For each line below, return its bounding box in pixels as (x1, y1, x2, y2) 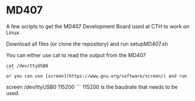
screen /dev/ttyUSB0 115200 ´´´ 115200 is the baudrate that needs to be (6, 83, 178, 90)
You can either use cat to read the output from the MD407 (6, 51, 146, 58)
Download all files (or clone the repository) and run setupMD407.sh (6, 40, 168, 47)
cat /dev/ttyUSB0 (6, 62, 49, 69)
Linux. (6, 29, 21, 36)
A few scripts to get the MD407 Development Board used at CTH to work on (6, 23, 190, 30)
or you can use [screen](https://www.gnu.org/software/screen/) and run (6, 73, 187, 79)
